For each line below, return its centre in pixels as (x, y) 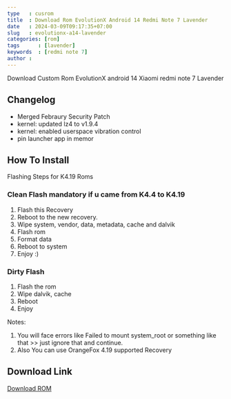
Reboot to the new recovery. (57, 217)
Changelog (31, 100)
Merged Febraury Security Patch (63, 116)
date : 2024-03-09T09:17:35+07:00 (60, 26)
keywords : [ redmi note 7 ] (48, 52)
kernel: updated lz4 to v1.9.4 (58, 124)
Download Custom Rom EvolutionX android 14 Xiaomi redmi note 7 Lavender (115, 78)
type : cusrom (30, 13)
